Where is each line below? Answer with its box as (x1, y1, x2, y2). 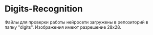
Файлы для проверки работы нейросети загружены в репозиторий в (4, 19, 149, 25)
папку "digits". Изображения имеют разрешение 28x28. (4, 24, 122, 30)
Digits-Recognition (4, 3, 83, 14)
